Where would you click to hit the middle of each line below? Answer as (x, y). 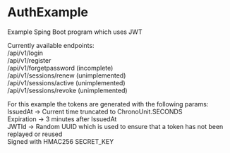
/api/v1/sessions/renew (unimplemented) (67, 75)
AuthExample (48, 12)
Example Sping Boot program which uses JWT (75, 32)
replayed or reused (35, 134)
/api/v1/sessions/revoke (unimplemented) (68, 90)
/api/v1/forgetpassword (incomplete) (60, 68)
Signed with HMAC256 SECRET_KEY (61, 141)
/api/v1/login (25, 53)
